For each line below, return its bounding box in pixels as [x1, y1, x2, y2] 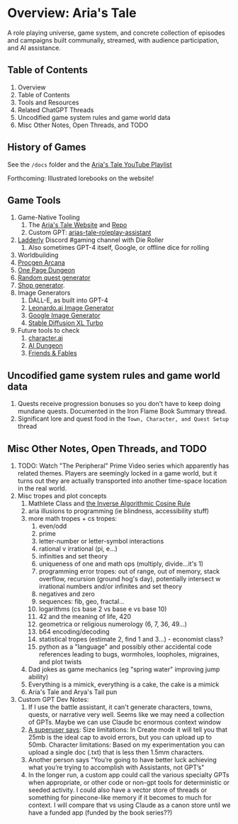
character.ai [28, 334, 64, 342]
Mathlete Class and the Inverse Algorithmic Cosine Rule [28, 499, 191, 507]
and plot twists [38, 658, 82, 666]
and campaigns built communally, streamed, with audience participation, [7, 35, 220, 44]
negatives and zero [38, 590, 96, 598]
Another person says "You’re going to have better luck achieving [28, 756, 217, 764]
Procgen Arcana [17, 258, 65, 267]
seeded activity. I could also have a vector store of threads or [28, 786, 208, 794]
